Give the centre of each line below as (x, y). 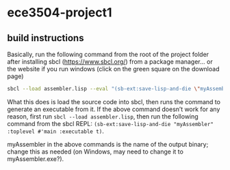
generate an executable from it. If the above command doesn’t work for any (114, 109)
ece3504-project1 (60, 13)
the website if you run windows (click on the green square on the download (113, 69)
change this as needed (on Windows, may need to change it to (95, 151)
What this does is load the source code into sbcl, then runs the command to (114, 101)
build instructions (46, 38)
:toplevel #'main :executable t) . (55, 131)
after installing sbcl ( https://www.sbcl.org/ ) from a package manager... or (110, 62)
